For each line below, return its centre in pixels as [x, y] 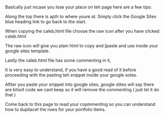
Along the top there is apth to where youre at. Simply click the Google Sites [81, 16]
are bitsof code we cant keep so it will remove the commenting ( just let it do [82, 89]
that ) [11, 95]
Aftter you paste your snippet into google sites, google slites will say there [80, 84]
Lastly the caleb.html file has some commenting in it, [58, 60]
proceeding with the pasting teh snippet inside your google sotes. [71, 75]
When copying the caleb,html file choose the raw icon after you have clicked [82, 31]
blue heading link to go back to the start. [46, 22]
